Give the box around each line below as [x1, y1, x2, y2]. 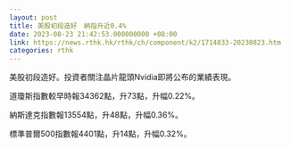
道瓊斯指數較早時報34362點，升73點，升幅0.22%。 [9, 91, 201, 102]
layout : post [9, 12, 58, 22]
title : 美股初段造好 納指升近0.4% [9, 21, 127, 30]
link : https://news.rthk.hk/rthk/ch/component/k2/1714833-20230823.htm [9, 37, 281, 47]
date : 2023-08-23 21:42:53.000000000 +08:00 [9, 29, 178, 38]
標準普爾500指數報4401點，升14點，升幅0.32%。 [9, 128, 192, 139]
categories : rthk [9, 46, 74, 55]
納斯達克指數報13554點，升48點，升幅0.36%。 [9, 110, 183, 120]
